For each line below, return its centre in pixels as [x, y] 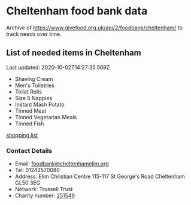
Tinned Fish [29, 123]
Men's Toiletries [35, 85]
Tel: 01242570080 [37, 170]
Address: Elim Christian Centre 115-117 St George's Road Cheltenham [100, 177]
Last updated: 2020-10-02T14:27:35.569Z [58, 67]
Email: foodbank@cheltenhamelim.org [62, 164]
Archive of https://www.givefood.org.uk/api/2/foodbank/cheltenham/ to [94, 28]
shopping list [22, 135]
